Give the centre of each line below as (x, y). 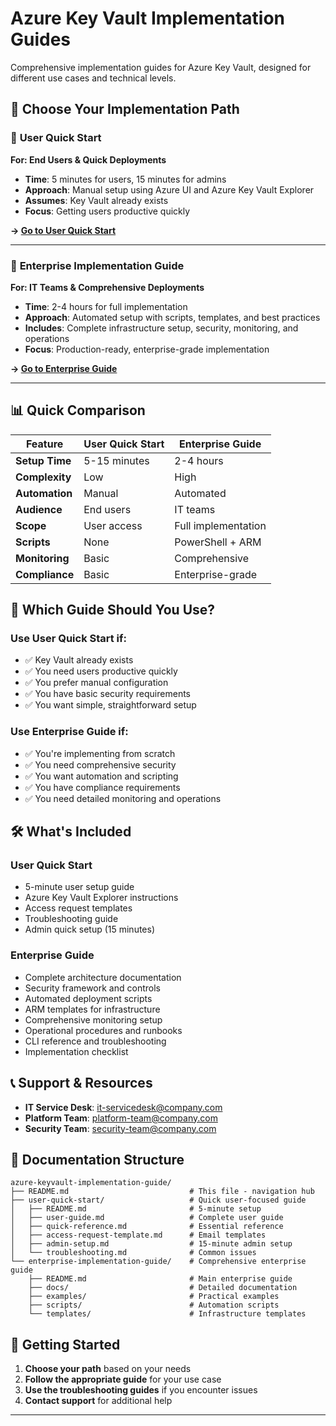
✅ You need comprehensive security (100, 764)
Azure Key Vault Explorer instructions (101, 898)
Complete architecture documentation (103, 977)
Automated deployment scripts (88, 998)
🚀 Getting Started (65, 1344)
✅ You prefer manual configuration (96, 683)
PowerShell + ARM (218, 542)
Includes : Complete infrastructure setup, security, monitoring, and (161, 328)
